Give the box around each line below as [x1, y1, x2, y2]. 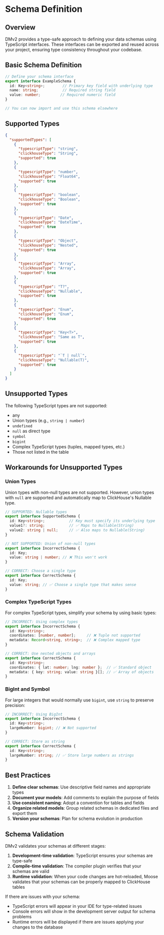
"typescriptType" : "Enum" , [18, 307, 74, 312]
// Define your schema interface [5, 74, 74, 79]
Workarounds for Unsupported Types [5, 463, 123, 472]
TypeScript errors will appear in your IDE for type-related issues [12, 903, 142, 909]
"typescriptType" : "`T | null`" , [18, 353, 87, 358]
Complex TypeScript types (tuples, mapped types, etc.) [12, 443, 125, 450]
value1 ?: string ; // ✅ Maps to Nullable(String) [9, 523, 134, 528]
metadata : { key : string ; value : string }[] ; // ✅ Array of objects [9, 669, 154, 674]
